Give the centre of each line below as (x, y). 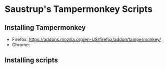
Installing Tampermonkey (45, 28)
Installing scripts (31, 60)
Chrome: (21, 45)
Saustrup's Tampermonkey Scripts (79, 9)
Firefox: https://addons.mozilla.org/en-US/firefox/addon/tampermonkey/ (86, 39)
